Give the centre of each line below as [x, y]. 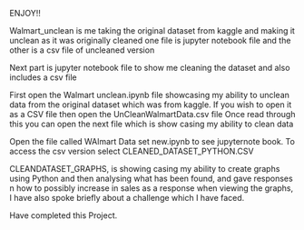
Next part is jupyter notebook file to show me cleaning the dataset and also [150, 68]
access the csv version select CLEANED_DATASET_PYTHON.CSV [132, 151]
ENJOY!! [25, 13]
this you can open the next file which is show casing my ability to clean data [152, 124]
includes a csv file [43, 77]
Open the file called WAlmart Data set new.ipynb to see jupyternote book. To [152, 141]
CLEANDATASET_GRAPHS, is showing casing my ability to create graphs [145, 169]
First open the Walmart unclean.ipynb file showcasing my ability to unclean [150, 95]
